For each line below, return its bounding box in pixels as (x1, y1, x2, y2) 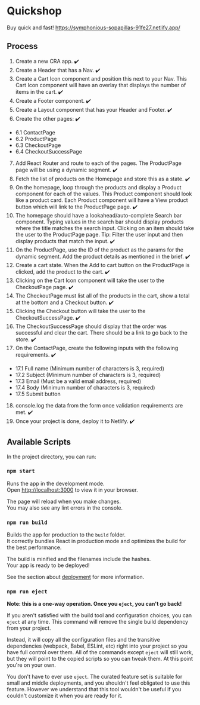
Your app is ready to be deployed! (7, 562, 90, 569)
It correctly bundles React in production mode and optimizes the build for (7, 538, 186, 545)
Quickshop (7, 4, 62, 18)
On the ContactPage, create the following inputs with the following (15, 344, 179, 351)
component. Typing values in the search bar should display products (15, 218, 184, 225)
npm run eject (7, 588, 48, 595)
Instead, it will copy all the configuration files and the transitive (7, 636, 160, 643)
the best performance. (7, 544, 62, 551)
